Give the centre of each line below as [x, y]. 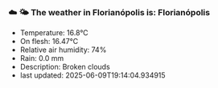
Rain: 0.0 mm [42, 58]
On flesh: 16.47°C [49, 42]
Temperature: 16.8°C [54, 33]
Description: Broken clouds [65, 67]
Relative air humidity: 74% [63, 50]
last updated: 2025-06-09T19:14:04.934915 [93, 75]
